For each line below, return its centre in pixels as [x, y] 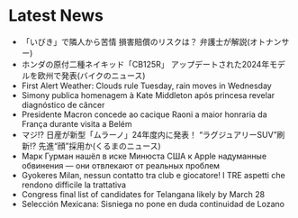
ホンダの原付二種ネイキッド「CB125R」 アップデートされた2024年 [145, 64]
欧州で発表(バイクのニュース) [91, 75]
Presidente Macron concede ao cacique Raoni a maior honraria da [144, 114]
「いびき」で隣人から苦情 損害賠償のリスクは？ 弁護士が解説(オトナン [151, 41]
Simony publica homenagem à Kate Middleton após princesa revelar [148, 95]
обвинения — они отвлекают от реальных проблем [121, 165]
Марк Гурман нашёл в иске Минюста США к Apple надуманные [144, 156]
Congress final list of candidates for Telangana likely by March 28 [143, 194]
